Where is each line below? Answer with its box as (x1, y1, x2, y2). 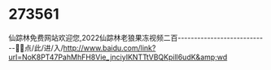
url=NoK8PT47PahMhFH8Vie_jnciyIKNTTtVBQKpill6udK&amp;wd (8, 52, 228, 62)
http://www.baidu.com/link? (63, 42, 156, 53)
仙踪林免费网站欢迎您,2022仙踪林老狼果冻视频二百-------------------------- (8, 33, 263, 42)
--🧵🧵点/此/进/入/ (8, 42, 63, 53)
